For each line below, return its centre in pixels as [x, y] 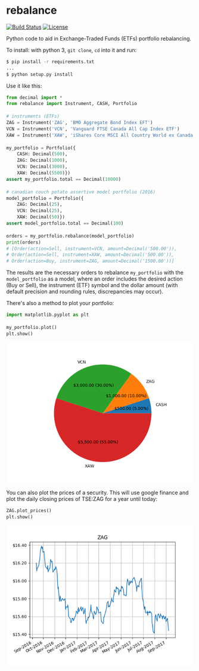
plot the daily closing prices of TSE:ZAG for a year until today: [82, 498]
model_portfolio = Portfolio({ [45, 198]
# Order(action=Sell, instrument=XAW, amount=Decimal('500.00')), [90, 255]
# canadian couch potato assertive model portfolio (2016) [81, 192]
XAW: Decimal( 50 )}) [41, 217]
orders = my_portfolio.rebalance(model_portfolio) [70, 236]
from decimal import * [34, 97]
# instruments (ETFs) [33, 116]
